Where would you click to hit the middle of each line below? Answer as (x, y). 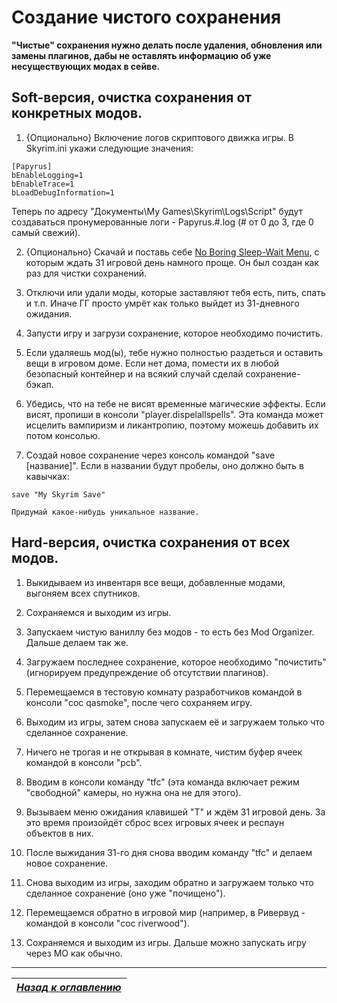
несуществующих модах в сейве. (86, 66)
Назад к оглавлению (69, 987)
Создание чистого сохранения (146, 17)
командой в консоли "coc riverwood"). (107, 923)
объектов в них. (59, 833)
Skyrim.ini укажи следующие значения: (109, 148)
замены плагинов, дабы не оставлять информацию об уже (141, 55)
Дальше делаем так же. (77, 642)
